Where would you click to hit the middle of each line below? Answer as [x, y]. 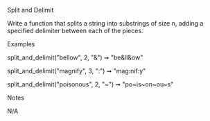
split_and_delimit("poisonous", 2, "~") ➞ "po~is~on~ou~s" [90, 84]
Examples [21, 44]
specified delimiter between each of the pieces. [75, 31]
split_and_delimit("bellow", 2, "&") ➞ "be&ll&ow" [75, 57]
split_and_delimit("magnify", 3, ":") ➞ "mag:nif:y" [77, 71]
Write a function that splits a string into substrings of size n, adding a [105, 23]
